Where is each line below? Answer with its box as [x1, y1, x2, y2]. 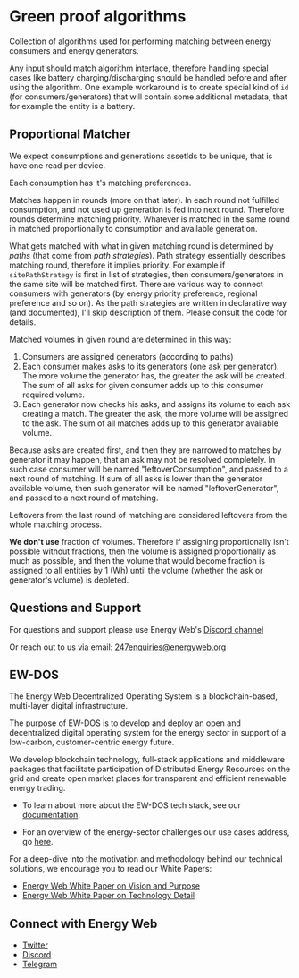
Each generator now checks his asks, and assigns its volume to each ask [21, 398, 291, 409]
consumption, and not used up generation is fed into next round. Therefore [9, 204, 285, 215]
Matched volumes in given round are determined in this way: [9, 334, 232, 344]
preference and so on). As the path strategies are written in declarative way [9, 297, 287, 308]
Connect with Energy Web [9, 915, 158, 931]
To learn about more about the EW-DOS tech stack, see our [21, 800, 241, 811]
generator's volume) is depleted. [9, 574, 129, 585]
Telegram [21, 959, 58, 970]
